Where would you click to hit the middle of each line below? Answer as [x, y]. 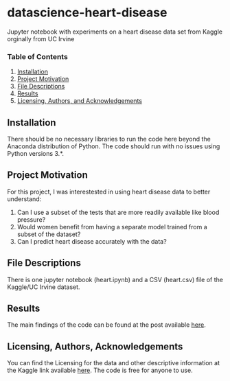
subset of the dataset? [49, 234]
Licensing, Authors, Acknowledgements [95, 346]
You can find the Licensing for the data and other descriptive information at [113, 363]
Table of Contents [38, 56]
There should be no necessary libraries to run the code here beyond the [109, 139]
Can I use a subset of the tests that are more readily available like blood [118, 212]
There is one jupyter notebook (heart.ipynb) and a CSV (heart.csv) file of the [115, 279]
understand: [24, 199]
